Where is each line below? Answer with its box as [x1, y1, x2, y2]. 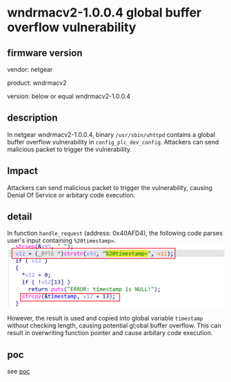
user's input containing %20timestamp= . [7, 236, 116, 245]
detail [7, 211, 32, 222]
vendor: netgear [7, 66, 53, 73]
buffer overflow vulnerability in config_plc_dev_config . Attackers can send [7, 137, 219, 146]
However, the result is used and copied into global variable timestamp [7, 314, 203, 323]
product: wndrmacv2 [7, 79, 67, 87]
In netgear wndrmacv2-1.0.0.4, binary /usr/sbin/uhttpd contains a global [7, 130, 216, 139]
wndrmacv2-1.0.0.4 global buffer [7, 5, 202, 21]
